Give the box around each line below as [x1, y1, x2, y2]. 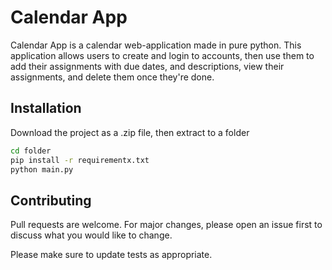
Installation [10, 100, 82, 117]
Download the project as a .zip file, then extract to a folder [10, 126, 250, 138]
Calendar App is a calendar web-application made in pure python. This [10, 39, 302, 51]
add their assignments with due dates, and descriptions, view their [10, 60, 285, 72]
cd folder [10, 146, 52, 156]
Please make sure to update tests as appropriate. [10, 249, 213, 261]
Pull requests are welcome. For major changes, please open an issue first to [10, 219, 323, 231]
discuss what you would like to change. [10, 229, 173, 241]
